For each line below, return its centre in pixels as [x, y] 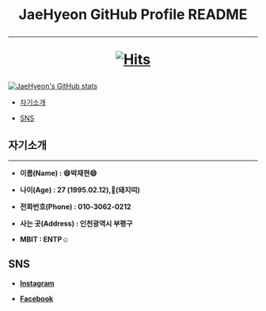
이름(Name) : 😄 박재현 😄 [58, 173]
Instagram [37, 283]
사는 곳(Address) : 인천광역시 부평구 [76, 224]
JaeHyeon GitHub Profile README [133, 15]
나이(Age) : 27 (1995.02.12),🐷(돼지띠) [80, 190]
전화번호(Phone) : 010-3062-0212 [76, 207]
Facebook [36, 298]
